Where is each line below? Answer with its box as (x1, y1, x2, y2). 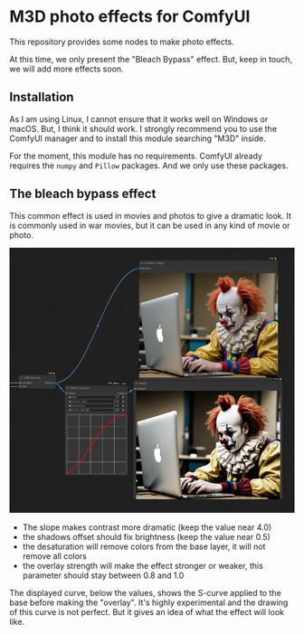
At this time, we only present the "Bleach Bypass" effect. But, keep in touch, (9, 53, 292, 64)
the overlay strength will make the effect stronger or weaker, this (22, 561, 264, 572)
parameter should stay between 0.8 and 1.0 (22, 570, 185, 581)
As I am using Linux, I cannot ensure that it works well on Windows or (9, 113, 269, 124)
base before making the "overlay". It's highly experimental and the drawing (9, 597, 289, 608)
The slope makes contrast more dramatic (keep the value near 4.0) (22, 522, 272, 533)
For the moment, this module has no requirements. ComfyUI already (9, 150, 262, 161)
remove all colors (22, 551, 88, 562)
